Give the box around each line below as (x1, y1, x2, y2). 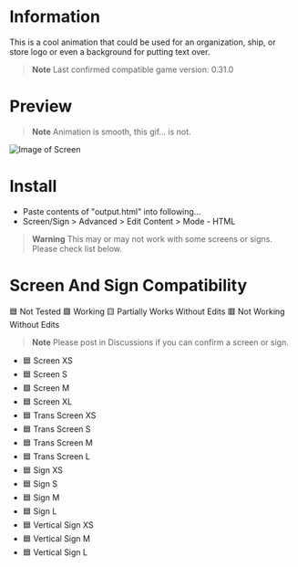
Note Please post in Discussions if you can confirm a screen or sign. (31, 336, 289, 348)
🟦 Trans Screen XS (22, 409, 97, 421)
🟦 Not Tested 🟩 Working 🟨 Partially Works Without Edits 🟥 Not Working (9, 306, 285, 317)
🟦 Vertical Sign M (22, 532, 91, 544)
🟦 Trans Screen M (22, 436, 93, 448)
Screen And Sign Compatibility (9, 276, 248, 296)
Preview (9, 96, 73, 117)
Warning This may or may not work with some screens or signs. (31, 233, 273, 244)
